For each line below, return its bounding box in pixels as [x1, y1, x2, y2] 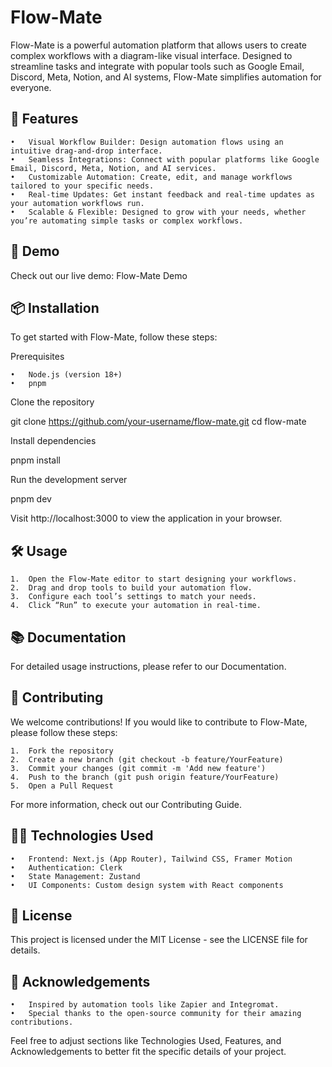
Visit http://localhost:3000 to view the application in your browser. [10, 512, 283, 525]
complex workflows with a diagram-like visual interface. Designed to [10, 49, 293, 61]
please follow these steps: [10, 726, 118, 738]
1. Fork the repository [10, 746, 114, 756]
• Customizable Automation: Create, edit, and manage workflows [10, 172, 293, 182]
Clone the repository [10, 396, 95, 408]
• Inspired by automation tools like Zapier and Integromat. [10, 1000, 280, 1010]
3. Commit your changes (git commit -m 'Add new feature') [10, 763, 267, 773]
